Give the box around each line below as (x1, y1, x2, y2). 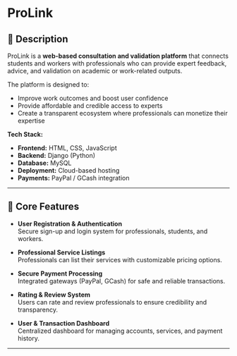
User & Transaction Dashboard (17, 319, 110, 327)
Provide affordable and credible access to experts (17, 102, 163, 110)
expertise (17, 116, 46, 125)
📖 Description (7, 33, 68, 45)
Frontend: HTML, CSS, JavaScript (17, 144, 118, 152)
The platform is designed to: (7, 80, 90, 89)
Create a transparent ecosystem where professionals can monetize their (17, 109, 228, 117)
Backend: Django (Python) (17, 152, 96, 159)
